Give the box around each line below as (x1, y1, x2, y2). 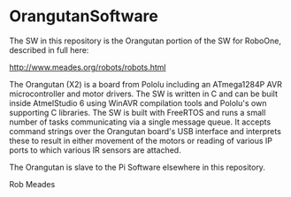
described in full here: (9, 44, 89, 55)
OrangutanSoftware (9, 6, 159, 27)
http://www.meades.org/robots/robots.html (9, 62, 166, 72)
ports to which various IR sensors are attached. (9, 144, 181, 155)
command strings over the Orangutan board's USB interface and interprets (9, 125, 281, 136)
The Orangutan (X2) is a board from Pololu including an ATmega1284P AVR (9, 79, 283, 89)
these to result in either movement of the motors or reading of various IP (9, 135, 272, 146)
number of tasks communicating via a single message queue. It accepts (9, 117, 272, 127)
